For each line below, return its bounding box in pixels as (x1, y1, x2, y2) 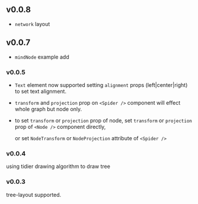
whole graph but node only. (14, 105, 82, 112)
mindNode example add (14, 53, 69, 60)
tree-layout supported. (6, 191, 62, 198)
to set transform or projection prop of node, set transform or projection (14, 116, 193, 124)
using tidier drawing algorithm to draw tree (6, 163, 111, 170)
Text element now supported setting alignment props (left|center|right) (14, 81, 188, 88)
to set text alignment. (14, 88, 67, 95)
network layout (14, 20, 50, 27)
